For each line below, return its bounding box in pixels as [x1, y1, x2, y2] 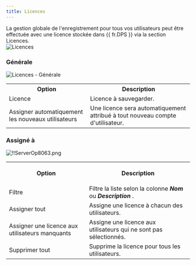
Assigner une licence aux [9, 222, 78, 230]
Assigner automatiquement [9, 108, 83, 116]
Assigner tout [9, 205, 46, 214]
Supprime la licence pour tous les [89, 242, 181, 250]
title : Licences [6, 8, 45, 15]
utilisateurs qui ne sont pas [89, 226, 163, 234]
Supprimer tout [9, 246, 51, 254]
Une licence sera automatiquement [90, 104, 186, 112]
